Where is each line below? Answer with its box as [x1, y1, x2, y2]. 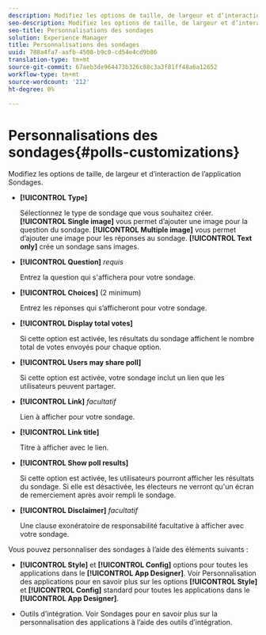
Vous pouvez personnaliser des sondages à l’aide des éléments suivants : [8, 545, 249, 554]
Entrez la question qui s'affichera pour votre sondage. [19, 272, 196, 282]
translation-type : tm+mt [8, 56, 90, 64]
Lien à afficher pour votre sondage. [19, 413, 135, 422]
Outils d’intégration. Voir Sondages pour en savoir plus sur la [19, 609, 218, 618]
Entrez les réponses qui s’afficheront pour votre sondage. [19, 303, 207, 313]
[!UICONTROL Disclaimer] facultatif [19, 506, 139, 515]
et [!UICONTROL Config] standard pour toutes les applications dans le [19, 585, 251, 595]
